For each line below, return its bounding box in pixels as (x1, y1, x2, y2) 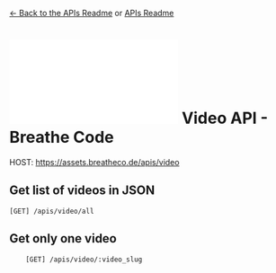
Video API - (181, 108, 268, 128)
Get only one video (9, 231, 117, 246)
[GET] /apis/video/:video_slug (25, 255, 143, 264)
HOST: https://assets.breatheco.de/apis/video (9, 156, 180, 167)
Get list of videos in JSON (9, 183, 156, 198)
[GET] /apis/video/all (9, 207, 94, 216)
